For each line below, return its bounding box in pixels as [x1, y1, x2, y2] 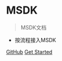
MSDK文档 [20, 24, 47, 31]
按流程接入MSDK [14, 36, 56, 43]
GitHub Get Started [6, 48, 53, 55]
